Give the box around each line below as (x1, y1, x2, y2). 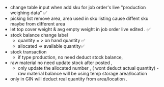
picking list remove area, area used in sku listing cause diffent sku (10, 15, 149, 21)
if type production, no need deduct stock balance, (17, 54, 123, 60)
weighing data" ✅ (10, 10, 47, 16)
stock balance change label (10, 32, 68, 38)
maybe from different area (10, 21, 65, 27)
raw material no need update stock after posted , (10, 60, 113, 66)
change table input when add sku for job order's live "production (10, 5, 146, 10)
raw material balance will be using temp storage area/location (17, 71, 148, 76)
